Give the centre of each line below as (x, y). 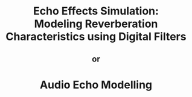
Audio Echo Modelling (96, 85)
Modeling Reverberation (96, 24)
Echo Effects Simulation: (96, 11)
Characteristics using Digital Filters (96, 37)
